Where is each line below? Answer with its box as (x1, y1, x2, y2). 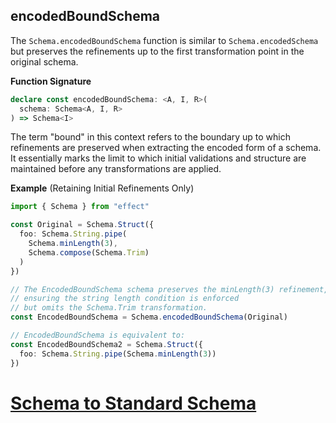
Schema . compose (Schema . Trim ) (28, 247, 150, 258)
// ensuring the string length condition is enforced (10, 294, 240, 304)
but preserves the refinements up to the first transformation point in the (10, 45, 305, 57)
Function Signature (10, 75, 92, 87)
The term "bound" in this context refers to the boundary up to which (10, 131, 292, 143)
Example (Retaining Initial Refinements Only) (10, 182, 195, 194)
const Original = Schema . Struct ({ (10, 220, 155, 230)
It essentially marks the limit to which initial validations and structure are (10, 152, 307, 164)
